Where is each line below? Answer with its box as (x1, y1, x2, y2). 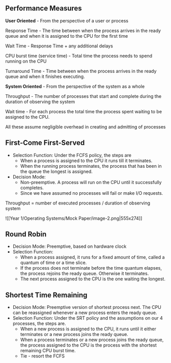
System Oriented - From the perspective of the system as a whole (5, 83, 145, 89)
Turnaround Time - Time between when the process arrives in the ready (5, 68, 157, 74)
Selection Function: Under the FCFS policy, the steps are (12, 152, 131, 158)
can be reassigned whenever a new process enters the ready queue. (12, 309, 157, 316)
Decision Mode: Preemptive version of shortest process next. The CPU (12, 304, 161, 310)
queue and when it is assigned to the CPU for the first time (5, 33, 128, 39)
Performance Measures (5, 4, 82, 13)
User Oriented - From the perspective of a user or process (5, 17, 129, 23)
